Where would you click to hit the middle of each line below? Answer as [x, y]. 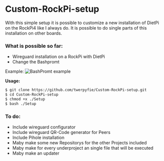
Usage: [13, 81]
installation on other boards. [34, 33]
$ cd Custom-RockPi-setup [32, 95]
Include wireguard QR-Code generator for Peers [61, 132]
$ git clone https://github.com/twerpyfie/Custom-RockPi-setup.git [76, 90]
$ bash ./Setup [21, 104]
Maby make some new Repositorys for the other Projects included [80, 143]
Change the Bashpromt [36, 62]
